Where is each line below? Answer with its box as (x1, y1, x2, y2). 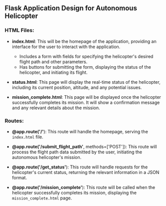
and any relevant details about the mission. (11, 105, 100, 111)
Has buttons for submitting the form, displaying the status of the (19, 64, 152, 70)
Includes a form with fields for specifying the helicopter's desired (19, 53, 154, 59)
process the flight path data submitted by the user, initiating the (11, 149, 143, 155)
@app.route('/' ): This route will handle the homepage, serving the (11, 128, 148, 134)
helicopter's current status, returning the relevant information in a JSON (11, 169, 160, 175)
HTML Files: (4, 27, 34, 34)
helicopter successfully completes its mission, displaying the (11, 189, 137, 195)
